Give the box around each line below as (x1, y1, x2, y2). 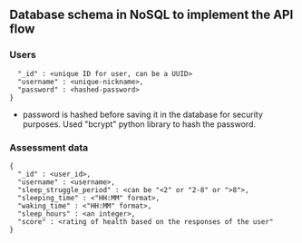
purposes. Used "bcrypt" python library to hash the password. (22, 118, 257, 130)
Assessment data (9, 141, 89, 153)
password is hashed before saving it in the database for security (22, 109, 263, 120)
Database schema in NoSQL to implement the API (9, 7, 294, 23)
